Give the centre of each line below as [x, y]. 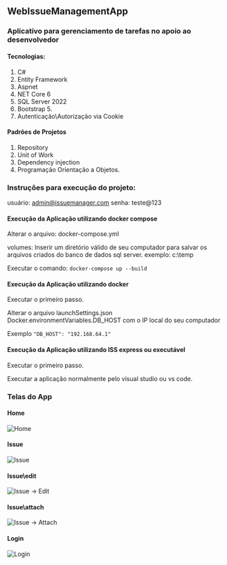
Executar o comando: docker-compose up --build [77, 268]
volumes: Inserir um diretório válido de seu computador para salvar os [107, 247]
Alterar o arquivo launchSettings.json [60, 313]
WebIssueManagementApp [67, 11]
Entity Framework [42, 79]
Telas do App [30, 396]
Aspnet [27, 87]
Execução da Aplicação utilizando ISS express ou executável [96, 350]
